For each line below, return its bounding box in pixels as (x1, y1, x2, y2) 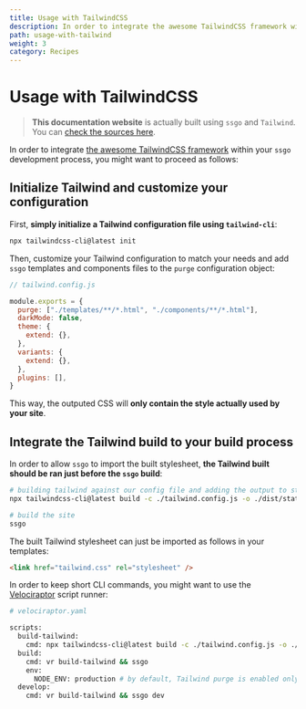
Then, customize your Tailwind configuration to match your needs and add (9, 253, 290, 264)
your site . (9, 408, 46, 419)
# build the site (9, 510, 76, 520)
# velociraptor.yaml (9, 607, 88, 616)
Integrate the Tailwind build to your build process (9, 434, 294, 450)
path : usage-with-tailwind (9, 30, 112, 39)
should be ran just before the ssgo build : (9, 468, 163, 479)
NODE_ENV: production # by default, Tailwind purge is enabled (33, 674, 280, 683)
